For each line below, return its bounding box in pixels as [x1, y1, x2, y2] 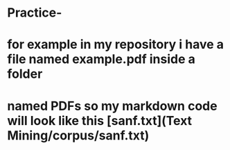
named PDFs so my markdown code [7, 98, 218, 114]
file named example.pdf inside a [7, 51, 196, 67]
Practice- [7, 5, 62, 21]
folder [7, 66, 43, 82]
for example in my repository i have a [7, 37, 224, 53]
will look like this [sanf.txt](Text [7, 112, 193, 128]
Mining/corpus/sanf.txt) [7, 127, 150, 143]
